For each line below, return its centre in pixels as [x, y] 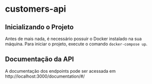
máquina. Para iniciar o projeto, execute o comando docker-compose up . [76, 44]
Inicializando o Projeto [39, 27]
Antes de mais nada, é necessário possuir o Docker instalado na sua [73, 39]
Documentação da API [40, 59]
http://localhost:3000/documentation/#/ [45, 76]
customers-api [36, 9]
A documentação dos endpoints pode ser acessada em [60, 71]
